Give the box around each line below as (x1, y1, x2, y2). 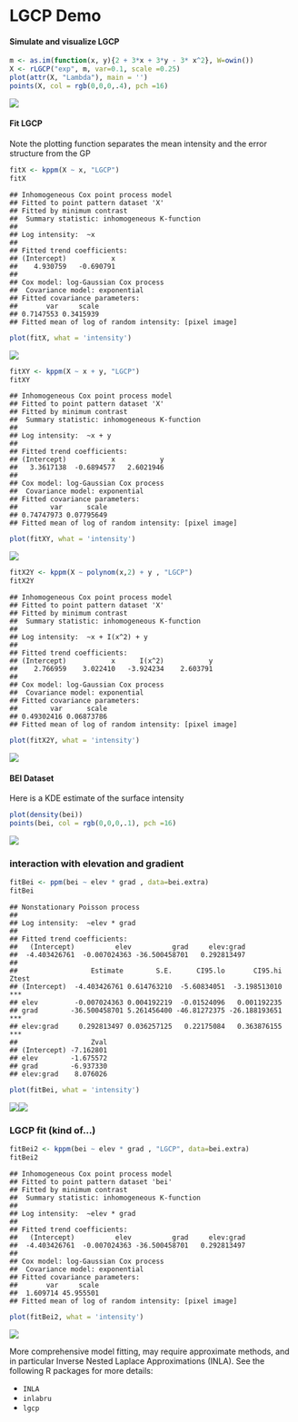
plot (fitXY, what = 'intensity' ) (9, 535, 136, 544)
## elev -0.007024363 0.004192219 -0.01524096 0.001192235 (9, 998, 283, 1007)
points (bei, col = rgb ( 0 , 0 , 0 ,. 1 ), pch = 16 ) (9, 819, 177, 828)
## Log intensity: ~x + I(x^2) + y (9, 633, 148, 642)
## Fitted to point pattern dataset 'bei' (9, 1177, 173, 1186)
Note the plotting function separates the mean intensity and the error (9, 138, 268, 150)
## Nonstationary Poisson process (9, 903, 141, 912)
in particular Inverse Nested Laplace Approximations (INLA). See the (9, 1355, 265, 1367)
